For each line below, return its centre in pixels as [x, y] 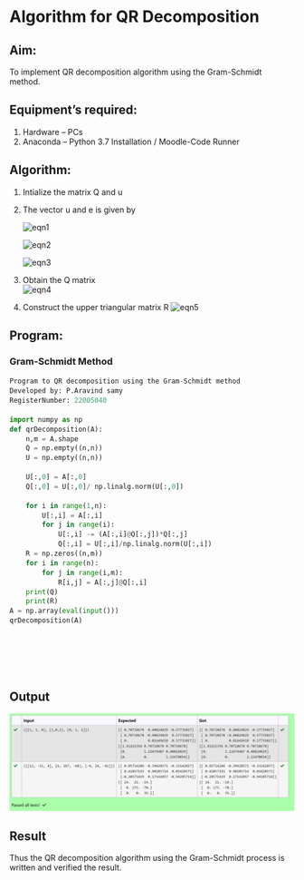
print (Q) [42, 592]
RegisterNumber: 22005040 [58, 401]
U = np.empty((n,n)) [64, 458]
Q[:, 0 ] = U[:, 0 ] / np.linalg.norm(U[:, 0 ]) [104, 486]
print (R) [42, 601]
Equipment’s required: [73, 110]
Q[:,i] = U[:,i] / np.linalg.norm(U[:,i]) [135, 544]
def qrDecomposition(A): [56, 429]
